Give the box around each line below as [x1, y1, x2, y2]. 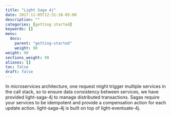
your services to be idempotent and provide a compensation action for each [5, 100, 166, 105]
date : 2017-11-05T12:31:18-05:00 [5, 12, 77, 17]
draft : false [5, 69, 33, 75]
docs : [10, 36, 22, 41]
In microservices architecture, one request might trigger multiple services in [5, 83, 166, 89]
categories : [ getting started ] [5, 21, 72, 27]
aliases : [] [5, 60, 31, 65]
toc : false [5, 64, 29, 69]
